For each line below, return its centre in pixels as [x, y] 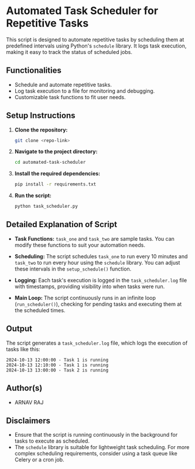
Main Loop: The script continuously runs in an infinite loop [85, 298]
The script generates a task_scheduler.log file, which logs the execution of [97, 343]
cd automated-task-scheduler [50, 163]
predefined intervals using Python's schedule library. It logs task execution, [96, 46]
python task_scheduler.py [46, 207]
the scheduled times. [40, 310]
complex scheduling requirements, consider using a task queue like [96, 454]
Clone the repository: [41, 130]
